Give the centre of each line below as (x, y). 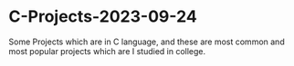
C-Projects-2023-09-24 (103, 17)
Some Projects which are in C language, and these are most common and (147, 42)
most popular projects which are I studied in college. (107, 51)
